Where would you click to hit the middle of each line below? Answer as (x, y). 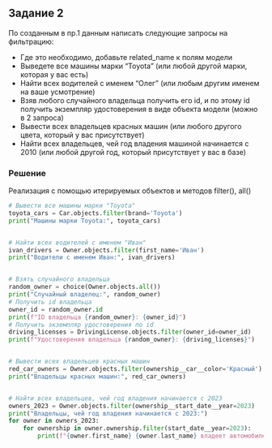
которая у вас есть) (54, 74)
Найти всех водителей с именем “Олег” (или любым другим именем (140, 83)
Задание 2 (36, 13)
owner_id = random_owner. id (56, 309)
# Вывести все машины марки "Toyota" (72, 206)
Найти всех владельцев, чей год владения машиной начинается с (134, 143)
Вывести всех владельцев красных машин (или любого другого (131, 126)
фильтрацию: (31, 41)
